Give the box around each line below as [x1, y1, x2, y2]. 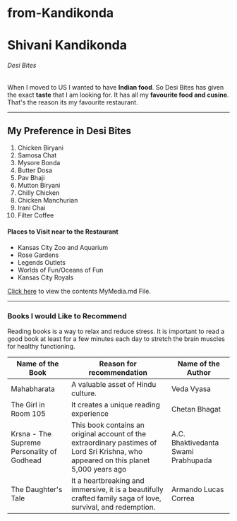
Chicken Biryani [17, 143, 63, 152]
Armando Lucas [171, 484, 224, 494]
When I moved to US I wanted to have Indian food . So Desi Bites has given [7, 83, 224, 91]
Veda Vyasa [171, 383, 212, 393]
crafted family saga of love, [71, 493, 162, 503]
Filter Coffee [17, 211, 54, 220]
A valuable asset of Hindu [71, 379, 157, 389]
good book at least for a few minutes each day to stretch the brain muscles [7, 334, 226, 343]
